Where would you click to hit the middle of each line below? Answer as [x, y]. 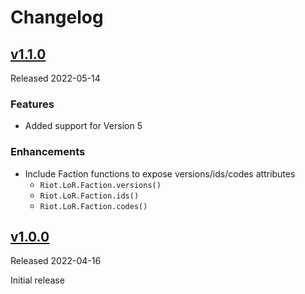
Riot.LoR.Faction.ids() [89, 196]
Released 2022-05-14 [55, 78]
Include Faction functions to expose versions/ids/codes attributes [160, 173]
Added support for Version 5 [83, 126]
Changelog [57, 17]
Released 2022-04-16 [56, 261]
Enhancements [48, 152]
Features [32, 104]
